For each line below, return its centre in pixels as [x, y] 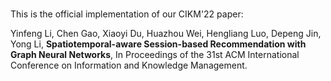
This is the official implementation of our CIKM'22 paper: [127, 14]
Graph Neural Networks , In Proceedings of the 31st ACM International [155, 55]
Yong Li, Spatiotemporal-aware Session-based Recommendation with [158, 44]
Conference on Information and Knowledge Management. [129, 65]
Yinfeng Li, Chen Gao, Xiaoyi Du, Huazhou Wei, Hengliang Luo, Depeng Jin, [166, 34]
